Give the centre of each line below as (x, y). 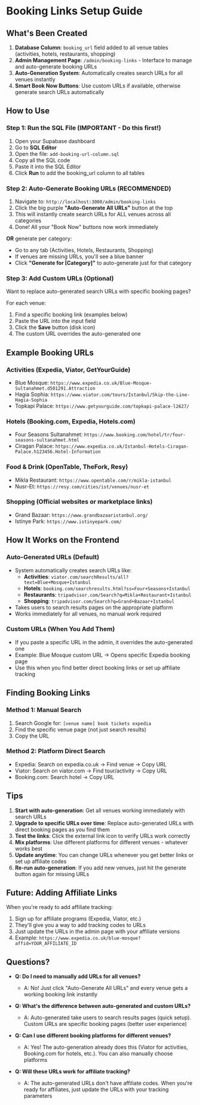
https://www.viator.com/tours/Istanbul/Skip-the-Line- (120, 395)
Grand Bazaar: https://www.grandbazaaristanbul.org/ (81, 515)
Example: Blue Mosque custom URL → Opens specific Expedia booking (102, 655)
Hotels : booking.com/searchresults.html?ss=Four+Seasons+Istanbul (107, 588)
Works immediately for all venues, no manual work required (88, 614)
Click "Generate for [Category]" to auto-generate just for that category (103, 262)
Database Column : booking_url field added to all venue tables (91, 47)
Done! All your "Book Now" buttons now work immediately (87, 227)
